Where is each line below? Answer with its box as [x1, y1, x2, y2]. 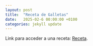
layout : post [5, 7, 33, 13]
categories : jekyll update [5, 21, 62, 27]
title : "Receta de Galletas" [5, 12, 69, 17]
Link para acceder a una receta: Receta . [5, 35, 88, 41]
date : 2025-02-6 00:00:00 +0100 [5, 17, 78, 22]
